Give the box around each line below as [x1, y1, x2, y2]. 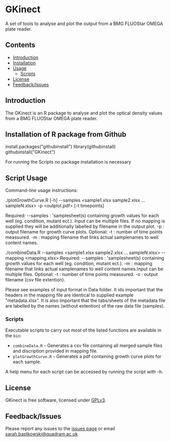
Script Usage [5, 174, 47, 182]
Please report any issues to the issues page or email [5, 426, 115, 432]
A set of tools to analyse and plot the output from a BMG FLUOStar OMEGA [5, 20, 163, 27]
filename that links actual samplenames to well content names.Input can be [5, 266, 163, 272]
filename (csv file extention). [5, 277, 65, 283]
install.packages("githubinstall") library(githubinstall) [5, 144, 116, 150]
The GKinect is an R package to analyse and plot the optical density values [5, 110, 163, 116]
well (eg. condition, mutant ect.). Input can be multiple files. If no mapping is [5, 218, 165, 224]
